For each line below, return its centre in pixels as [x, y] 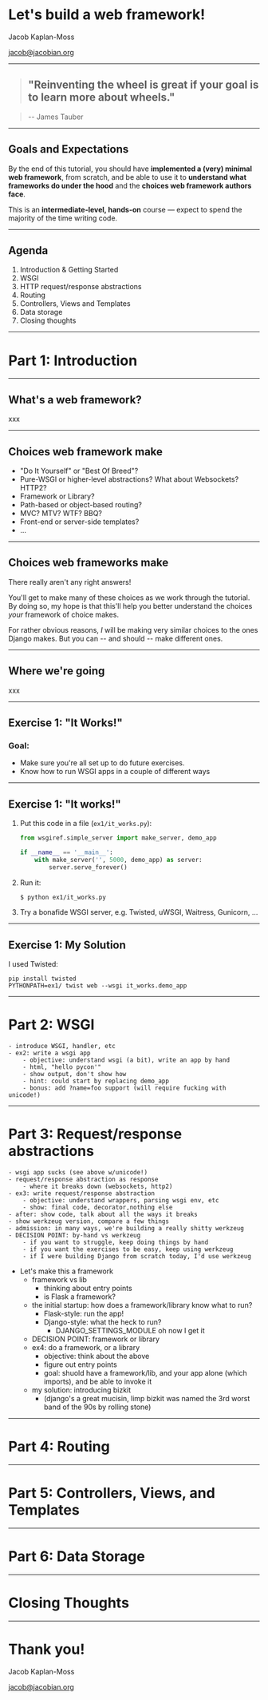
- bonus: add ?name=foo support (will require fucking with [124, 1088]
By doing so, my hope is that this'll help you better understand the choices [130, 606]
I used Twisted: [33, 964]
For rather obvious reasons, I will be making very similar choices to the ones [133, 630]
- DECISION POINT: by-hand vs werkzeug [75, 1236]
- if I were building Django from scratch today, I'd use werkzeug [137, 1257]
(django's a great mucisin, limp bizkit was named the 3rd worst [147, 1399]
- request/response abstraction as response [83, 1180]
